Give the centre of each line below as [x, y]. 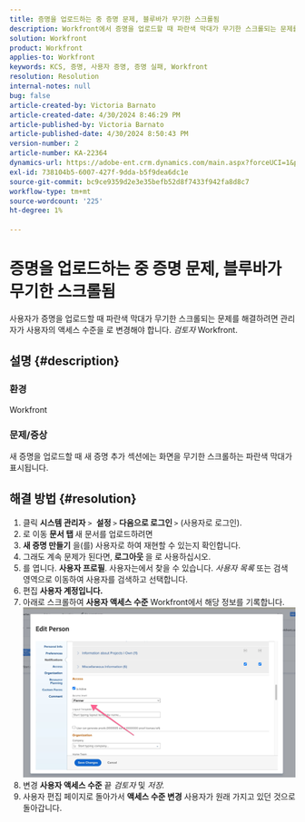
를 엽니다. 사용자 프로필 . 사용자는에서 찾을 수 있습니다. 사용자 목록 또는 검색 [155, 568]
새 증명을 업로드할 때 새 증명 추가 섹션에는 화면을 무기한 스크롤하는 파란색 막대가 [151, 456]
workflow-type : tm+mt [50, 191]
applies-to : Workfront [52, 58]
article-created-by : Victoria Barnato [83, 105]
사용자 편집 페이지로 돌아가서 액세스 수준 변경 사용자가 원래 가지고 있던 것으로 [159, 797]
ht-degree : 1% [36, 210]
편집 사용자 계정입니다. [63, 591]
